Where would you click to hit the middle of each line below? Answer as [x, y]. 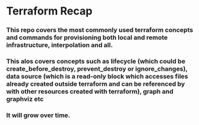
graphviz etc [25, 99]
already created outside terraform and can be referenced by [96, 84]
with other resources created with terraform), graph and [90, 92]
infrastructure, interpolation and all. [60, 45]
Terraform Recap [49, 11]
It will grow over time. [38, 115]
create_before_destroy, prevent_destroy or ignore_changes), [97, 69]
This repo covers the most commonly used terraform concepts [100, 30]
